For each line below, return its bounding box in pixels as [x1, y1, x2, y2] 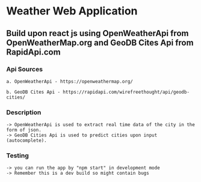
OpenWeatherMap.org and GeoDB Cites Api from [6, 37, 194, 47]
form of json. [6, 127, 42, 133]
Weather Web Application [6, 4, 138, 18]
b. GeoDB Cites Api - [6, 89, 61, 95]
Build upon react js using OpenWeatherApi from [6, 28, 189, 38]
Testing [6, 151, 29, 160]
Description [6, 108, 42, 117]
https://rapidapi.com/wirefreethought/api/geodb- [63, 89, 190, 95]
